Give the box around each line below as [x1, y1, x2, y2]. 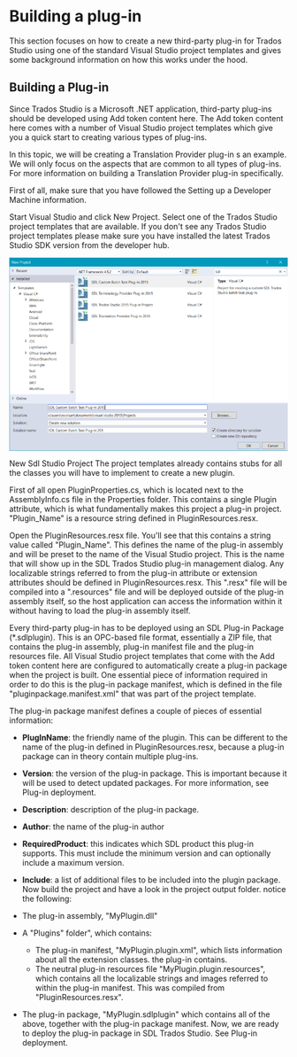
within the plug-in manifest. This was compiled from [34, 983, 225, 993]
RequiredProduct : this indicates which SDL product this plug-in [21, 839, 255, 850]
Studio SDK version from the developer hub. [9, 239, 170, 250]
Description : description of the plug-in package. [21, 804, 200, 815]
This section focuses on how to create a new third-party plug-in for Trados [9, 35, 282, 46]
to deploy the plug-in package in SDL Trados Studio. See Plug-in [21, 1028, 258, 1038]
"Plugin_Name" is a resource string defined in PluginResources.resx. [9, 513, 259, 524]
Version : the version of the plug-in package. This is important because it [21, 768, 287, 779]
